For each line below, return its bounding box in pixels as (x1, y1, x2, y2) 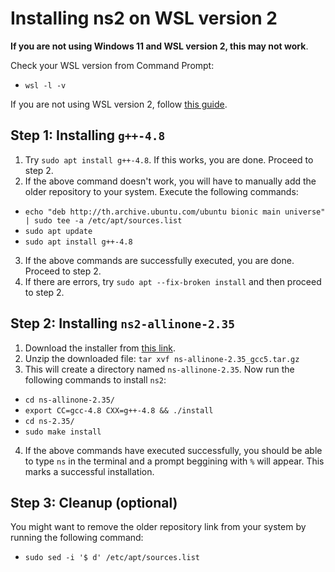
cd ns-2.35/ (24, 416, 75, 426)
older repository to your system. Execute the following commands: (24, 185, 299, 197)
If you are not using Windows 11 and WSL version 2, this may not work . (10, 40, 309, 52)
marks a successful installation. (24, 465, 155, 477)
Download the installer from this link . (24, 342, 176, 354)
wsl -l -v (24, 80, 67, 91)
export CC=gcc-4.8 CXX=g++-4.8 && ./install (24, 405, 214, 416)
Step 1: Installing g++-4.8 (10, 127, 166, 144)
